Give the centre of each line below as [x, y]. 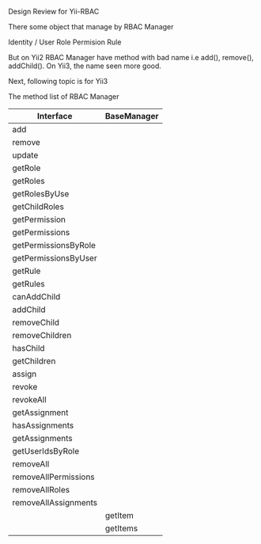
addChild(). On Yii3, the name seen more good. [85, 66]
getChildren [34, 361]
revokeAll [30, 399]
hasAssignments [43, 425]
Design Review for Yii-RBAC [54, 11]
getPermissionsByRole [54, 245]
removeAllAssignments [55, 502]
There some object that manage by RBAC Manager [91, 27]
